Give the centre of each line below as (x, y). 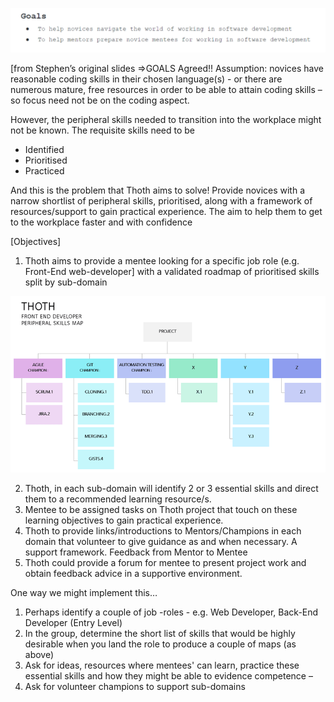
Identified (44, 149)
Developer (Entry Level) (73, 622)
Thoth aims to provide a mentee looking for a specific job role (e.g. (162, 260)
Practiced (44, 170)
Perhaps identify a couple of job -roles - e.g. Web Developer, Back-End (171, 612)
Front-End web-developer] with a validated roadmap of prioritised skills (172, 271)
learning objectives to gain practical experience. (124, 520)
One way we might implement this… (84, 592)
